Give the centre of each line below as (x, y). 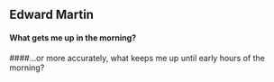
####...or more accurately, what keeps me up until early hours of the (137, 58)
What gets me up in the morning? (73, 37)
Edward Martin (52, 15)
